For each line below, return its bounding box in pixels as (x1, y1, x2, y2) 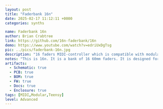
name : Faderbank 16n (5, 30, 47, 34)
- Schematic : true (9, 65, 47, 70)
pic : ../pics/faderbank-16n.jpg (5, 47, 70, 52)
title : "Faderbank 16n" (5, 12, 53, 16)
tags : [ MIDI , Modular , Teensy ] (5, 93, 64, 97)
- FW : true (9, 79, 32, 84)
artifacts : (5, 61, 27, 66)
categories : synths (5, 20, 45, 26)
